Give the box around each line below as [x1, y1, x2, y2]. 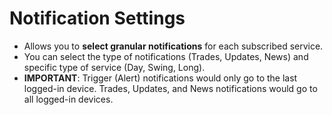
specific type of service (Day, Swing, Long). [23, 61, 206, 73]
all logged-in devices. [23, 93, 114, 105]
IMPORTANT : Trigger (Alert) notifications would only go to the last [23, 72, 298, 84]
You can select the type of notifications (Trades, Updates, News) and [23, 50, 309, 62]
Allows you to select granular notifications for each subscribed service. [23, 40, 324, 52]
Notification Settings [9, 7, 186, 30]
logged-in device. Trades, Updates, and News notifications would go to [23, 82, 318, 94]
